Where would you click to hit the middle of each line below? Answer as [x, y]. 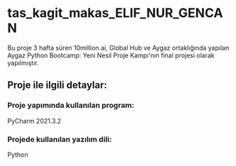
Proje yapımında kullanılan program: [71, 106]
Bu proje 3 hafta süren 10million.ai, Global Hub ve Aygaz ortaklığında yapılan [118, 48]
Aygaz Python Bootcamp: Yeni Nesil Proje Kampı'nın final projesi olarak [111, 55]
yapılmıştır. [23, 62]
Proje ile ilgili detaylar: [57, 85]
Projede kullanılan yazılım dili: [60, 139]
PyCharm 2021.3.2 [34, 121]
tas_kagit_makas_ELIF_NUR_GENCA [115, 13]
